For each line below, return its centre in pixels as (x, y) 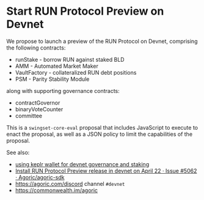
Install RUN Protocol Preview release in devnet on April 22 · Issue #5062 (106, 171)
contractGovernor (38, 103)
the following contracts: (36, 48)
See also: (18, 152)
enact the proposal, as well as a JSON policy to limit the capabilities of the (100, 134)
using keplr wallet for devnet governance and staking (82, 164)
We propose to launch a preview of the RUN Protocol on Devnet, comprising (102, 41)
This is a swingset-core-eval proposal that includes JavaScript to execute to (102, 127)
